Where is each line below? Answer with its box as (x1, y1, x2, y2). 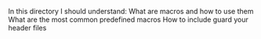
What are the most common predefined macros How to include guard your (8, 15, 248, 24)
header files (8, 23, 47, 32)
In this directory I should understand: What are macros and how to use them (8, 7, 254, 16)
